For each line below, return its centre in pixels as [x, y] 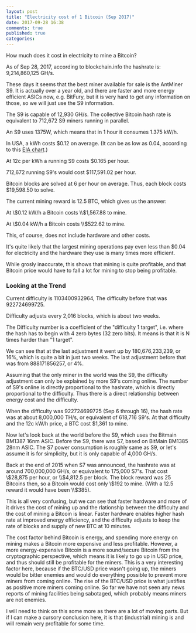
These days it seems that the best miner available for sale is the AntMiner [94, 84]
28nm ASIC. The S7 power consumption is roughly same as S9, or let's [91, 447]
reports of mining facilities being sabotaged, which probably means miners [96, 594]
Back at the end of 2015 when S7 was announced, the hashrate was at [91, 465]
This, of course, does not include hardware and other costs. [78, 235]
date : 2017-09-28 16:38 [35, 22]
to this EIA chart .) [27, 149]
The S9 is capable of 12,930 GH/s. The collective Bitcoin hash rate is [89, 114]
